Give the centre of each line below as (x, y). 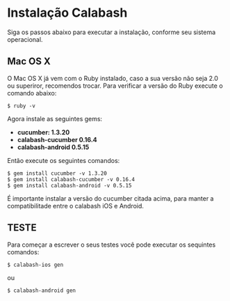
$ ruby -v (22, 106)
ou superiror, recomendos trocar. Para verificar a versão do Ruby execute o (115, 86)
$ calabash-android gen (42, 291)
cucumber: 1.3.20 (43, 132)
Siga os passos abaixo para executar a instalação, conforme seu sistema (112, 32)
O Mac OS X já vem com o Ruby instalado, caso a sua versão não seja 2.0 (113, 78)
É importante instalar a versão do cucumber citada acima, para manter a (110, 198)
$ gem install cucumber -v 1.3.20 (57, 173)
